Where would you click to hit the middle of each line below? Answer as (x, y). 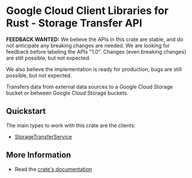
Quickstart (26, 111)
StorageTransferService (43, 137)
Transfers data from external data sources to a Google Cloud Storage (90, 86)
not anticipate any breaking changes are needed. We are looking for (88, 46)
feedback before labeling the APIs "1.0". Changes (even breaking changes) (96, 51)
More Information (39, 155)
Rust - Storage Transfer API (74, 23)
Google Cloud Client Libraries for (87, 11)
